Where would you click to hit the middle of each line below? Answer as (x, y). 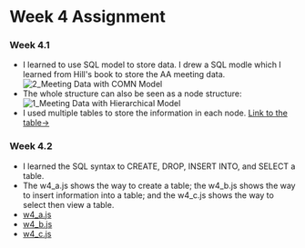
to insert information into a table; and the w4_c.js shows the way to (148, 195)
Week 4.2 (31, 146)
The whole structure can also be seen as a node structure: (132, 94)
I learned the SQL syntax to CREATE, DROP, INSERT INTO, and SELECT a (159, 166)
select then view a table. (68, 204)
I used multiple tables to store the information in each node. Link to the (155, 113)
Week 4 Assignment (88, 17)
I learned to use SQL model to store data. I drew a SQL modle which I (152, 64)
